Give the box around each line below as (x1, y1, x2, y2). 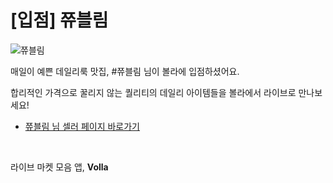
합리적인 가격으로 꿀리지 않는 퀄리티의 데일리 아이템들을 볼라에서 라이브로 (10, 86, 297, 98)
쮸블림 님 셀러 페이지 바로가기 (24, 120, 140, 132)
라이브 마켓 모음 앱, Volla (10, 161, 109, 173)
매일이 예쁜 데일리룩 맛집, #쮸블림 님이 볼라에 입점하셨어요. (10, 65, 240, 77)
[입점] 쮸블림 (10, 9, 109, 32)
